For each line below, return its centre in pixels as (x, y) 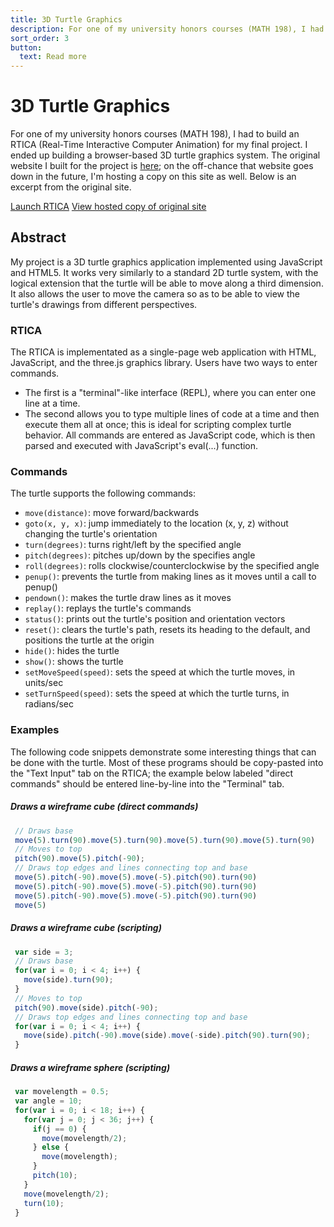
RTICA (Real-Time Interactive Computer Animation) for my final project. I (159, 145)
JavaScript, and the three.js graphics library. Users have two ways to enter (164, 363)
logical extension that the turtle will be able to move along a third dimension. (167, 283)
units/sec (44, 683)
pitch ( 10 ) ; (55, 1176)
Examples (35, 730)
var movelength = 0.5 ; (62, 1092)
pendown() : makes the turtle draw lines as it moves (128, 598)
